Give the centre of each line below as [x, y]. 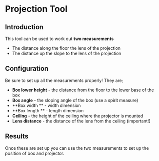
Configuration [27, 69]
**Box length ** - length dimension [48, 110]
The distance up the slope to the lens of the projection [67, 53]
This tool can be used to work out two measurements [59, 39]
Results [17, 136]
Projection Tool [36, 9]
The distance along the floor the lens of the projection [66, 48]
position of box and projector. [35, 153]
